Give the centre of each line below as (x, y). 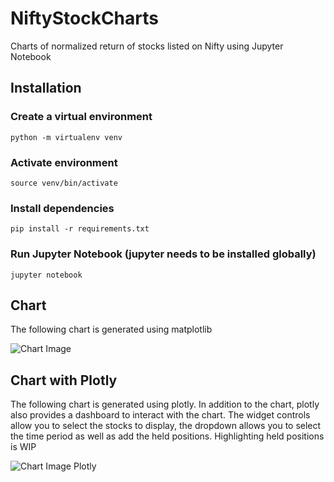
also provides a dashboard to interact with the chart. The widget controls (160, 415)
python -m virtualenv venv (66, 137)
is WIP (23, 447)
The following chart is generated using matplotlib (111, 329)
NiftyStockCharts (84, 18)
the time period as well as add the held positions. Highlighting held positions (167, 436)
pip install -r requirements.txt (80, 229)
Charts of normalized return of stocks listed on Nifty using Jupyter (147, 46)
